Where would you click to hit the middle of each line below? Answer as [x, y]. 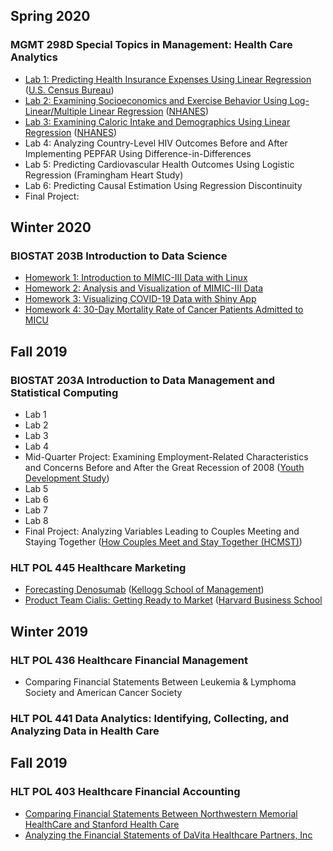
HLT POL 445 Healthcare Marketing [98, 567]
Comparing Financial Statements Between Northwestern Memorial [161, 813]
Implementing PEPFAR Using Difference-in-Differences [138, 153]
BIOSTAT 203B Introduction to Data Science [119, 256]
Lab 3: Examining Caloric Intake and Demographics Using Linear [157, 121]
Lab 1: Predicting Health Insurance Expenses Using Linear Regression [168, 79]
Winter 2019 [49, 631]
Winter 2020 [51, 227]
